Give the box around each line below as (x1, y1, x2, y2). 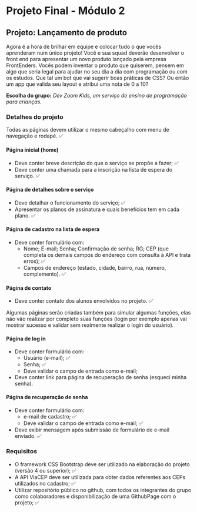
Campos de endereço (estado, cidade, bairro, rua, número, (23, 264, 166, 271)
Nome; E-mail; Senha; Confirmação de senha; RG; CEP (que (23, 245, 169, 252)
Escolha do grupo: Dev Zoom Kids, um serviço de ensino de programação (6, 92, 187, 99)
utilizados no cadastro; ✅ (14, 480, 76, 487)
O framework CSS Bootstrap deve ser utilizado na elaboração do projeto (14, 460, 190, 468)
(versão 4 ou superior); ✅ (14, 467, 77, 474)
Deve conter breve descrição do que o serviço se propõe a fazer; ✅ (14, 159, 179, 166)
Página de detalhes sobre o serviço (6, 186, 94, 193)
